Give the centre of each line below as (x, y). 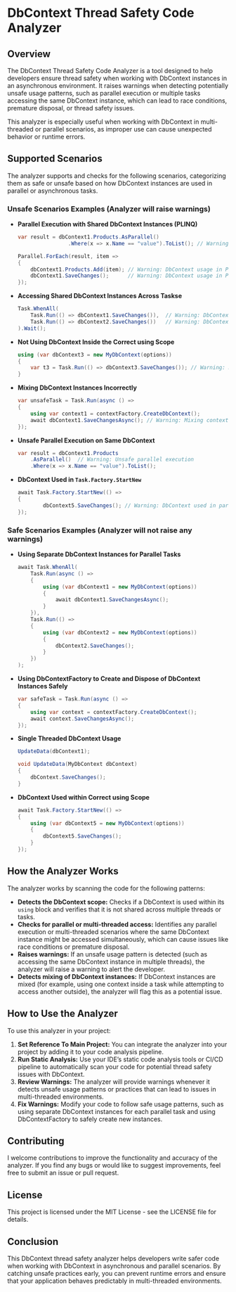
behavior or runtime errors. (46, 136)
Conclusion (33, 1242)
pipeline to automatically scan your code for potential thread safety (114, 1066)
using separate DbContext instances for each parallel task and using (116, 1111)
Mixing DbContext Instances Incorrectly (77, 388)
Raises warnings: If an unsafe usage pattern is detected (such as (112, 954)
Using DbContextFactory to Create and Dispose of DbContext (109, 679)
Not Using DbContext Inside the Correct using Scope (96, 342)
